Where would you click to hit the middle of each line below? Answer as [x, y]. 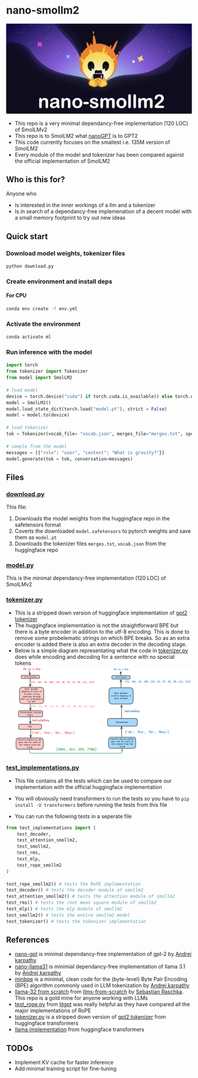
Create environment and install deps [59, 281]
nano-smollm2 [43, 10]
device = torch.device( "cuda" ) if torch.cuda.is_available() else [89, 396]
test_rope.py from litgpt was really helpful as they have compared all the [102, 1005]
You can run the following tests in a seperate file [73, 816]
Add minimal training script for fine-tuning [65, 1069]
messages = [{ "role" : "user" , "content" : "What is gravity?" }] [85, 453]
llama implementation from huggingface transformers [79, 1029]
